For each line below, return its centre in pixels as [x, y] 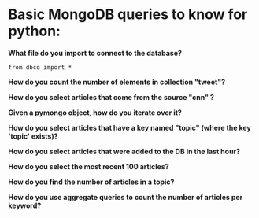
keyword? [25, 205]
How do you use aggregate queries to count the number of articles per [126, 197]
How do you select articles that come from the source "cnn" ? [111, 97]
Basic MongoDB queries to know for [128, 15]
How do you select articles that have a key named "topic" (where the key [130, 127]
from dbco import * [40, 67]
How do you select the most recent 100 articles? [89, 166]
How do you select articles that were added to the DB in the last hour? [124, 151]
